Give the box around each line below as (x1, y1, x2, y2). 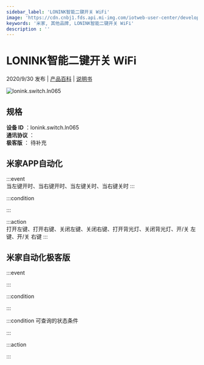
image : (6, 15, 23, 21)
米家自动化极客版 (6, 252, 70, 263)
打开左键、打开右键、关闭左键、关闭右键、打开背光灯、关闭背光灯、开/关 (6, 225, 189, 232)
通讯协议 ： (6, 131, 35, 139)
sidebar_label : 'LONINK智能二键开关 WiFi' (6, 9, 110, 15)
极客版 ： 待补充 (6, 139, 47, 146)
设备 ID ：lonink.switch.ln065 (6, 124, 80, 131)
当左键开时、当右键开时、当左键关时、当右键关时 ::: (6, 182, 135, 189)
